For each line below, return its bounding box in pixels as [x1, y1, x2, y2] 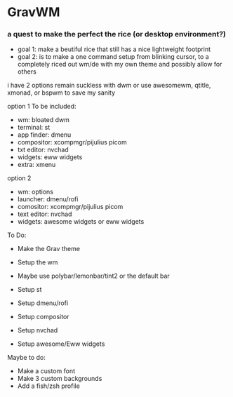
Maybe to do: [7, 354, 46, 362]
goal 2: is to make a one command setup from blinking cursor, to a [17, 53, 209, 61]
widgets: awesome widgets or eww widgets [17, 217, 145, 226]
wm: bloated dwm [17, 116, 70, 124]
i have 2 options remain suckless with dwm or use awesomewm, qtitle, [7, 81, 211, 90]
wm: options [17, 187, 54, 196]
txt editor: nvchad [17, 145, 69, 154]
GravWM [7, 4, 60, 20]
